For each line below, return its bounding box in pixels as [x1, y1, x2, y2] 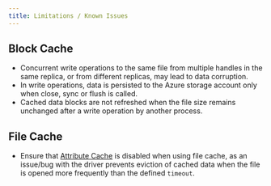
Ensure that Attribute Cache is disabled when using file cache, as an [19, 151, 248, 161]
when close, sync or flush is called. [19, 89, 138, 99]
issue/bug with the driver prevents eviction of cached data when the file [19, 159, 260, 170]
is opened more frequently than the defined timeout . [19, 168, 196, 178]
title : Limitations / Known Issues [8, 11, 129, 20]
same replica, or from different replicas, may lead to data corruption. [19, 72, 248, 82]
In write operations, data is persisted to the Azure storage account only [19, 80, 257, 90]
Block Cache [8, 42, 74, 56]
